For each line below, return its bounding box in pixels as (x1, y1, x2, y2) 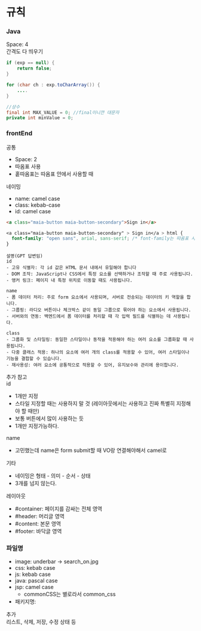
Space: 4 (6, 41, 29, 48)
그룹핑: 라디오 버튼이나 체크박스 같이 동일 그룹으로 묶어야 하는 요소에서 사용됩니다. (11, 307, 191, 313)
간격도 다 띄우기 (6, 48, 44, 55)
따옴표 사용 (14, 162, 41, 170)
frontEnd (6, 129, 33, 138)
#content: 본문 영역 (14, 520, 62, 527)
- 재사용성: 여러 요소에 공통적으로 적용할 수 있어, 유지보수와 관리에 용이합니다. (6, 362, 179, 369)
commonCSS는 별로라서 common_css (23, 591, 116, 598)
